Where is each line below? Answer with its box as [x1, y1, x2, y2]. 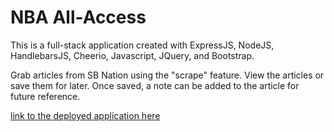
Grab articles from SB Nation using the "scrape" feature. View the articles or [10, 69, 325, 81]
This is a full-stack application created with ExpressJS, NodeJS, [10, 39, 275, 51]
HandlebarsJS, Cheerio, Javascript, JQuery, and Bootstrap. [10, 49, 255, 61]
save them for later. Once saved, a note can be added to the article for [10, 79, 300, 91]
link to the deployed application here [10, 109, 161, 121]
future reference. [10, 90, 81, 102]
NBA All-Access [10, 6, 147, 29]
